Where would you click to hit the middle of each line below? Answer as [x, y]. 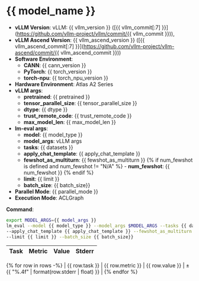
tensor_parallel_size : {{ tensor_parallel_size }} [80, 103]
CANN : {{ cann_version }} [55, 65]
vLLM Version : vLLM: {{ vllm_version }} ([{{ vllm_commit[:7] [88, 27]
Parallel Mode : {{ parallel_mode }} [57, 191]
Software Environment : [44, 59]
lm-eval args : [31, 128]
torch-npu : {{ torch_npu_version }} [66, 78]
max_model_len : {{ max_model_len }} [70, 122]
